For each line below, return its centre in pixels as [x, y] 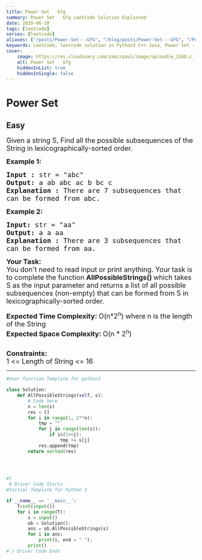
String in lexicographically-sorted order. [69, 148]
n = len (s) [41, 406]
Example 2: [25, 212]
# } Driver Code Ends [33, 551]
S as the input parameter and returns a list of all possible [96, 285]
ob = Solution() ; [49, 523]
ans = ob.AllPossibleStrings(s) [69, 529]
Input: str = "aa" [41, 225]
